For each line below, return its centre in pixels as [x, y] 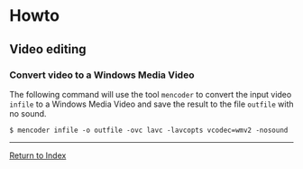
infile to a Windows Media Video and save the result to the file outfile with [152, 104]
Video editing [48, 49]
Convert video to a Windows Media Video [102, 75]
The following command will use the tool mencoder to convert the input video [151, 94]
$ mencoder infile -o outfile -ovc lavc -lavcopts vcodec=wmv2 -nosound [149, 130]
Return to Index [38, 155]
